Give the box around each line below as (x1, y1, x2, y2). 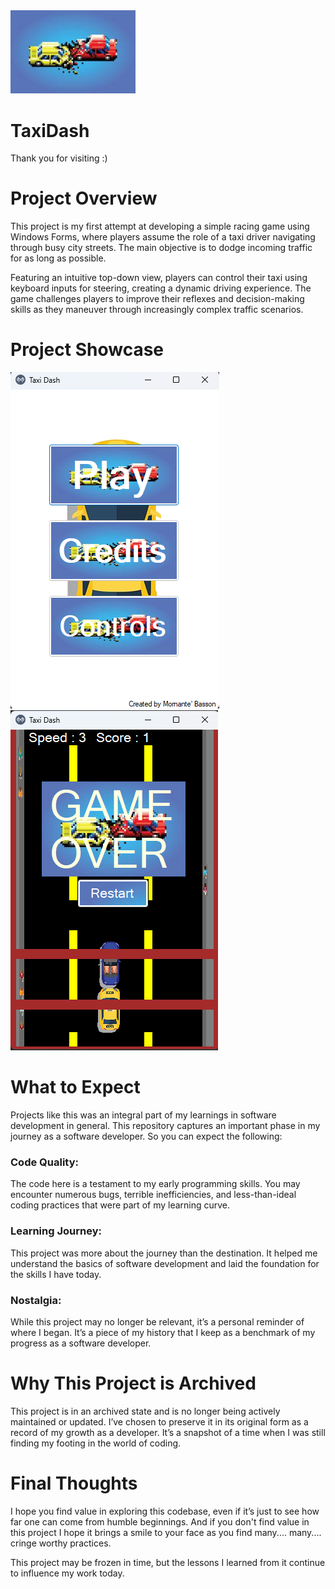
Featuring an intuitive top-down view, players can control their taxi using (10, 272, 308, 284)
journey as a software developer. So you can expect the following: (10, 1130, 283, 1143)
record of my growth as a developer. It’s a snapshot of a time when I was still (10, 1426, 326, 1438)
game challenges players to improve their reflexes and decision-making (10, 293, 305, 305)
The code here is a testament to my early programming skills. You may (10, 1178, 301, 1190)
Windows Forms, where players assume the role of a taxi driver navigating (10, 231, 316, 243)
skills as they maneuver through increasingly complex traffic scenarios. (10, 304, 304, 316)
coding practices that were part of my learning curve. (10, 1199, 231, 1211)
